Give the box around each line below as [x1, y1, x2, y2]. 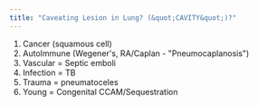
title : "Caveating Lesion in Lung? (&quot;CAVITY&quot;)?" [9, 13, 237, 23]
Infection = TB [22, 67, 76, 78]
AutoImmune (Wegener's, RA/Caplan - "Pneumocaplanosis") [22, 47, 250, 59]
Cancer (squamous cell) [22, 38, 113, 49]
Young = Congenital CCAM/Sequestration [22, 86, 178, 97]
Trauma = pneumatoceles [22, 76, 119, 87]
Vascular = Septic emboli [22, 57, 116, 68]
